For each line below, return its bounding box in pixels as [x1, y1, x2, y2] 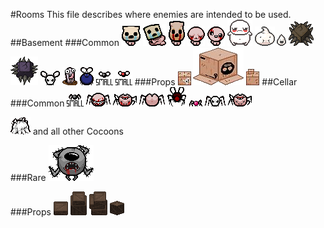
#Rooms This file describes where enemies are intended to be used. [10, 9, 292, 20]
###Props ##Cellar [134, 76, 298, 88]
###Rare [10, 172, 47, 183]
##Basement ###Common [10, 37, 120, 48]
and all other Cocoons [32, 125, 124, 137]
